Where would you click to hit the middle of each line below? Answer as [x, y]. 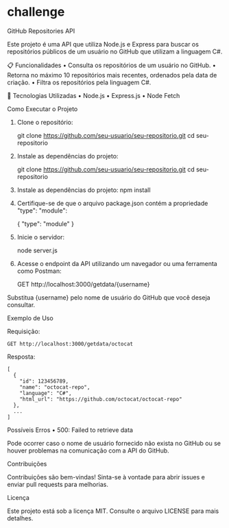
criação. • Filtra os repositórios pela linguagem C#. [79, 82]
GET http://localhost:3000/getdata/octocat [70, 344]
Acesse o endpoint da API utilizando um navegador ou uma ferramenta [117, 263]
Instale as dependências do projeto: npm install [84, 190]
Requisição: [24, 331]
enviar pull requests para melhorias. [58, 484]
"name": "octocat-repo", [55, 387]
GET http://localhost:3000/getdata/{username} [83, 284]
